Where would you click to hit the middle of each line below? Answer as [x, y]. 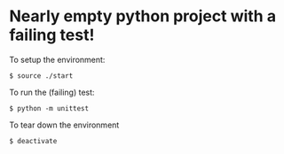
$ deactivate [33, 141]
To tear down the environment [64, 125]
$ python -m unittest [49, 108]
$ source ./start [41, 76]
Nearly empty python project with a [143, 16]
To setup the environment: [57, 59]
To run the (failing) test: [52, 92]
